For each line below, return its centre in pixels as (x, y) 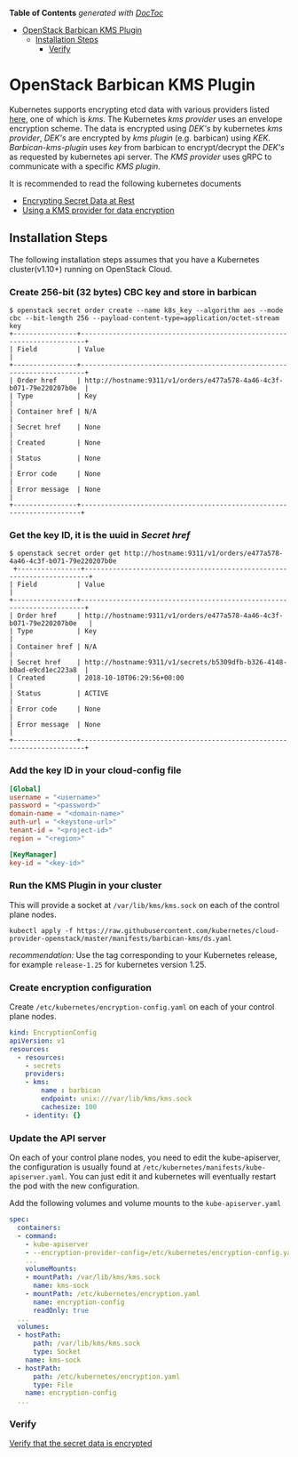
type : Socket (57, 1352)
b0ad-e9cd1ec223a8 (43, 671)
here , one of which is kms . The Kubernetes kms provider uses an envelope (146, 118)
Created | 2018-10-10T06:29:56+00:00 (101, 678)
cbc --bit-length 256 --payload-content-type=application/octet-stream (144, 318)
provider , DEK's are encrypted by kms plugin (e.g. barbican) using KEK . (140, 138)
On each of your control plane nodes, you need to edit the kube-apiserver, (145, 1158)
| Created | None (55, 443)
